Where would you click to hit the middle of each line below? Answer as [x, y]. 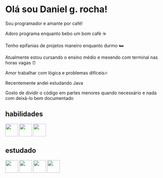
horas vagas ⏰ [21, 62]
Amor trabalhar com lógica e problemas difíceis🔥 [57, 73]
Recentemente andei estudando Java [44, 83]
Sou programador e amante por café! [44, 23]
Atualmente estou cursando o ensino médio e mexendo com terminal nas [82, 57]
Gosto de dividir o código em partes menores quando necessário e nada [81, 93]
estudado [21, 151]
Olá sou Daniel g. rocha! [56, 9]
